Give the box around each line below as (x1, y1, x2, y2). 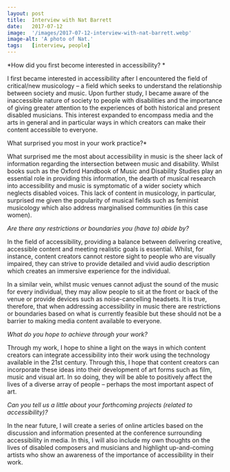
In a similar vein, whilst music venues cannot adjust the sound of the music (7, 280, 219, 288)
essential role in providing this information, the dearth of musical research (7, 174, 216, 183)
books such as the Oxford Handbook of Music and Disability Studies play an (7, 167, 222, 175)
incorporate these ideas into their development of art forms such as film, (7, 366, 212, 373)
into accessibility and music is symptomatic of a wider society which (7, 182, 201, 189)
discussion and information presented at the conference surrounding (7, 429, 203, 437)
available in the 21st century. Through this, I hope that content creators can (7, 358, 220, 366)
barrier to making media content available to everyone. (7, 317, 162, 325)
